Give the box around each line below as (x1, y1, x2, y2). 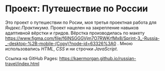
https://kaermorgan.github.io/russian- (59, 55, 136, 61)
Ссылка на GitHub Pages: (5, 55, 58, 61)
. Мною (117, 40, 133, 46)
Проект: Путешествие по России (5, 3, 148, 14)
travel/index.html (5, 61, 40, 67)
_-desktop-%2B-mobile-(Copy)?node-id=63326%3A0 (5, 40, 116, 46)
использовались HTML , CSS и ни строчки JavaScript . (5, 46, 118, 52)
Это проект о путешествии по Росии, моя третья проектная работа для (5, 19, 157, 25)
